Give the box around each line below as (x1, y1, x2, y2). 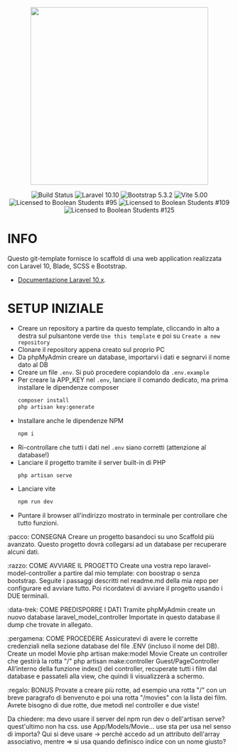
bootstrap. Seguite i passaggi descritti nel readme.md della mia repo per (7, 577, 219, 585)
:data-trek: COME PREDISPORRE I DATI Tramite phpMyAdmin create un (7, 605, 215, 614)
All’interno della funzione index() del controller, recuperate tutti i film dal (7, 665, 217, 673)
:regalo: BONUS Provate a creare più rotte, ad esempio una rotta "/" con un (7, 686, 227, 695)
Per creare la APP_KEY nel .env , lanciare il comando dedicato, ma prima (17, 375, 229, 384)
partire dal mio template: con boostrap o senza (63, 569, 200, 577)
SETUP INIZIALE (7, 301, 104, 316)
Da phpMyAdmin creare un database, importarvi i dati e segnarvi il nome (17, 353, 230, 361)
